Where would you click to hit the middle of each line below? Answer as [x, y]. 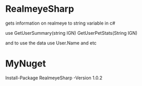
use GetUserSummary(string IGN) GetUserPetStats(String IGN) [72, 33]
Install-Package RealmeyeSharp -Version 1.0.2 [54, 78]
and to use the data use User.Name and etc [51, 43]
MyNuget [26, 64]
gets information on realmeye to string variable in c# [60, 23]
